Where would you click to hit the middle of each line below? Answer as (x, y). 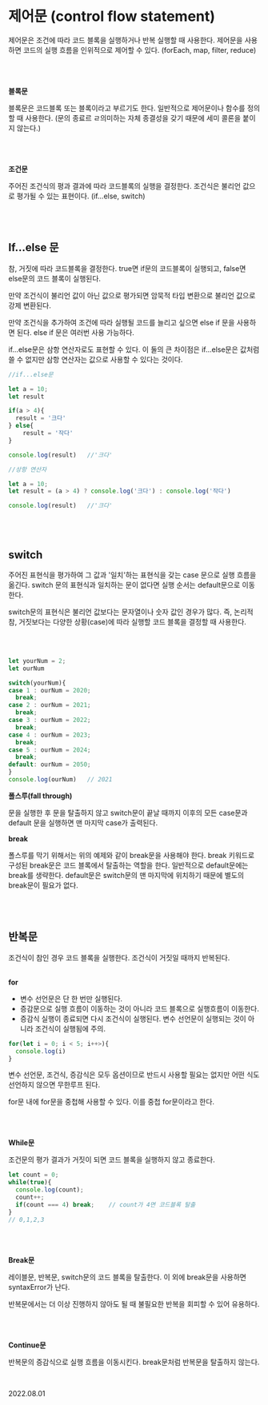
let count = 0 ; (34, 1175)
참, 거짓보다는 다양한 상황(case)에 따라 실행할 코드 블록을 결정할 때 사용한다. (127, 621)
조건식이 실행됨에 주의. (70, 1028)
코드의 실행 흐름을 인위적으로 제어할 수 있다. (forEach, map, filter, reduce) (140, 50)
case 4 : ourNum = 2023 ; (50, 735)
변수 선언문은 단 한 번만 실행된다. (71, 998)
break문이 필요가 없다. (43, 885)
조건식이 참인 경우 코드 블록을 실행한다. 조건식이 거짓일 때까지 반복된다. (119, 957)
